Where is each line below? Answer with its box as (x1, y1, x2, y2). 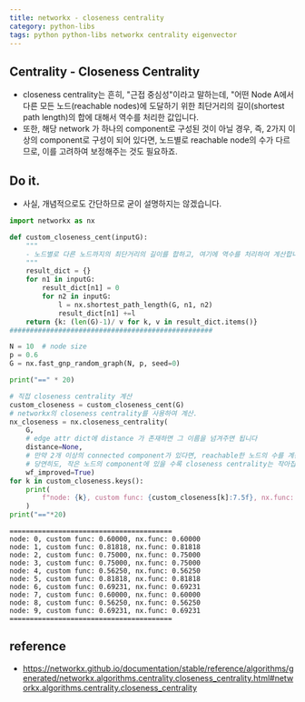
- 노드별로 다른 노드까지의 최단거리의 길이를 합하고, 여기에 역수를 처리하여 (25, 249, 270, 259)
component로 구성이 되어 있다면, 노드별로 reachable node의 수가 (39, 135, 274, 145)
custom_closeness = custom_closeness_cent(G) (9, 400, 184, 409)
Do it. (9, 173, 41, 188)
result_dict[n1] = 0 (42, 284, 120, 293)
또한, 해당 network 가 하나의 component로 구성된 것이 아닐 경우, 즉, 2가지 (22, 124, 287, 135)
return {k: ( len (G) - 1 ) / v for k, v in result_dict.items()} (25, 317, 258, 326)
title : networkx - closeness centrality (9, 13, 165, 23)
